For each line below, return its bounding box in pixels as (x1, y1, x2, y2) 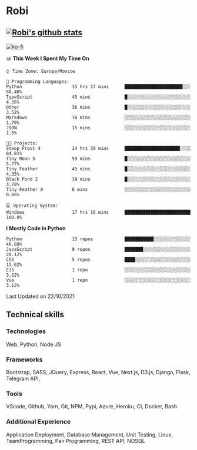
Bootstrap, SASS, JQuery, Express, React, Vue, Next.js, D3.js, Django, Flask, (6, 368, 191, 375)
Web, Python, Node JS (6, 341, 61, 348)
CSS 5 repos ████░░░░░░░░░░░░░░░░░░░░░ (6, 257, 191, 263)
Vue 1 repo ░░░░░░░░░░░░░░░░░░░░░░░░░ (6, 277, 191, 283)
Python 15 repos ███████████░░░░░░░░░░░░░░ (6, 236, 191, 242)
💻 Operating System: (6, 203, 59, 209)
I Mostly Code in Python (6, 225, 66, 231)
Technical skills (6, 310, 65, 320)
